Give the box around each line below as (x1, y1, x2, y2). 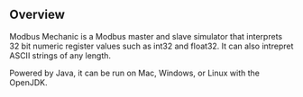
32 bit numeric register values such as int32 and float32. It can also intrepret (9, 40, 294, 51)
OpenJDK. (9, 76, 48, 88)
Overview (9, 7, 66, 22)
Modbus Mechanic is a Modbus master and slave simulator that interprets (9, 31, 282, 41)
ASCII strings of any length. (9, 49, 111, 61)
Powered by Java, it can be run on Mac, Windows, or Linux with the (9, 67, 260, 78)
